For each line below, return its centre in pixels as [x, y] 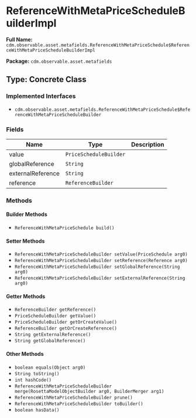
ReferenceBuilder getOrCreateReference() [66, 329]
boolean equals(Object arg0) [50, 368]
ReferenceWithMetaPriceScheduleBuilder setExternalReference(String [100, 278]
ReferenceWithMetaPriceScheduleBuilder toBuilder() [79, 404]
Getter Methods [26, 296]
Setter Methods [25, 241]
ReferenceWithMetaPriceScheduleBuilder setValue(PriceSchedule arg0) [101, 254]
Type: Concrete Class [46, 79]
